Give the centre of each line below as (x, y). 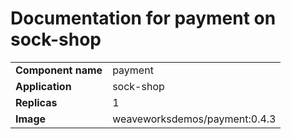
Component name (59, 70)
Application (43, 86)
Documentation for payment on (143, 18)
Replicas (36, 102)
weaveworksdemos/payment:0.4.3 (194, 119)
